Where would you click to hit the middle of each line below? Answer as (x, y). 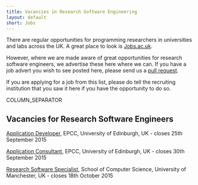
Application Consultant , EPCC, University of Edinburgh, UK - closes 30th (95, 151)
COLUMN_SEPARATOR (34, 100)
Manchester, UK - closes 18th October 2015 (60, 176)
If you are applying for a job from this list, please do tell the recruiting (91, 82)
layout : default (26, 17)
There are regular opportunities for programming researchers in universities (99, 40)
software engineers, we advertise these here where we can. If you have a (96, 64)
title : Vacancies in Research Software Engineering (72, 12)
